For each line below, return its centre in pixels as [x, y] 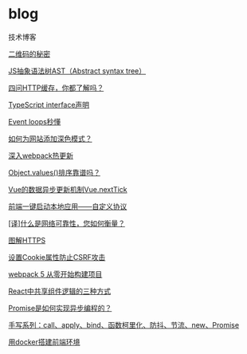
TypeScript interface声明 [49, 104]
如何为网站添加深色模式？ [50, 138]
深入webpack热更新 [41, 155]
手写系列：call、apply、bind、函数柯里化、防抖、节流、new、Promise [124, 324]
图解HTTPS [27, 240]
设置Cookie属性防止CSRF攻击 [57, 257]
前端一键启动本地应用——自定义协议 [68, 206]
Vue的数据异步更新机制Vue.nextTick [68, 189]
